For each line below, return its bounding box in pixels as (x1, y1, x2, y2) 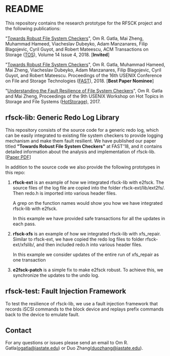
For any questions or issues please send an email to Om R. (5, 340, 129, 346)
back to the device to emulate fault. (5, 311, 80, 317)
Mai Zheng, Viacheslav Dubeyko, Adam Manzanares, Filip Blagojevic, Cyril (5, 67, 162, 73)
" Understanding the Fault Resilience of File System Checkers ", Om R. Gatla (5, 87, 163, 93)
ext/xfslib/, (12, 241, 36, 248)
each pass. (12, 221, 36, 227)
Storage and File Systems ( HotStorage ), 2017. (5, 98, 101, 105)
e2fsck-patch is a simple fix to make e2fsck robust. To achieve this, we (12, 267, 163, 273)
